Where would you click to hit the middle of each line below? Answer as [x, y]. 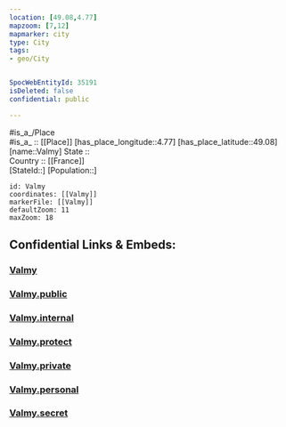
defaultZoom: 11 [39, 210]
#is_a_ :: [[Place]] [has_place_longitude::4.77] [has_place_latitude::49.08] [143, 141]
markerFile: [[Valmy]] [51, 202]
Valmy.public [38, 294]
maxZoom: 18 [31, 218]
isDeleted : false [41, 91]
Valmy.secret [39, 413]
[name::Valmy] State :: [50, 151]
